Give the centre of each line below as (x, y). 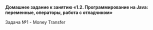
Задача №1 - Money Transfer (35, 22)
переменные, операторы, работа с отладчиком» (59, 12)
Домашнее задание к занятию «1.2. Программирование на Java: (77, 7)
